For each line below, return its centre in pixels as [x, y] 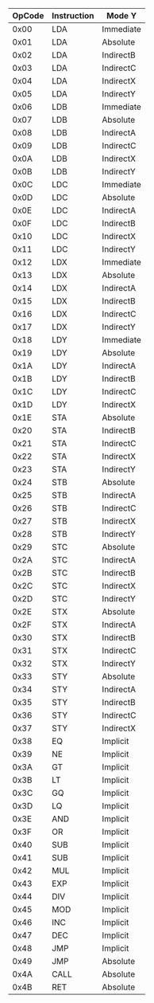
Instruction [73, 16]
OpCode [28, 16]
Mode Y [122, 16]
